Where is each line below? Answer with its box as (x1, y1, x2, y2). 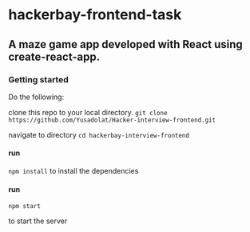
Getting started (8, 74, 69, 85)
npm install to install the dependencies (8, 166, 139, 176)
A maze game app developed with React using (8, 38, 244, 51)
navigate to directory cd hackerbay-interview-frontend (8, 130, 190, 139)
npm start (8, 202, 42, 210)
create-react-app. (8, 50, 101, 63)
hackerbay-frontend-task (8, 6, 182, 24)
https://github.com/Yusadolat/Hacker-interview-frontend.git (8, 116, 216, 124)
